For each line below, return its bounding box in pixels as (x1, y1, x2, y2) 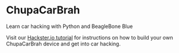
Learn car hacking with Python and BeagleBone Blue (6, 23, 133, 30)
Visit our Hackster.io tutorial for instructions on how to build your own (6, 34, 174, 41)
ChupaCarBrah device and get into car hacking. (6, 40, 121, 47)
